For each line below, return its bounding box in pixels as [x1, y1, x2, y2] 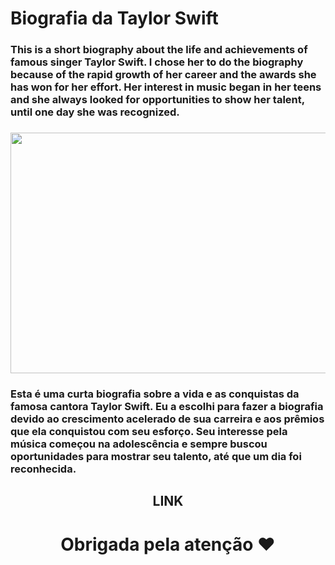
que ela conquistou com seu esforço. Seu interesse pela [10, 424, 288, 438]
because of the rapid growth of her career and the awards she [10, 68, 317, 82]
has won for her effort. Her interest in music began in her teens [10, 80, 322, 94]
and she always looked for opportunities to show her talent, [10, 93, 305, 107]
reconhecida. [10, 462, 77, 476]
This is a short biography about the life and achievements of [10, 43, 308, 57]
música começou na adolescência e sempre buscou [10, 437, 268, 451]
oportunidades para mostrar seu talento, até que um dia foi [10, 449, 302, 463]
